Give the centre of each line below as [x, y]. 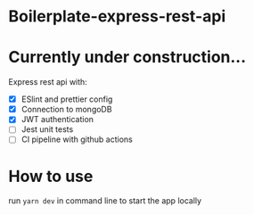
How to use [51, 176]
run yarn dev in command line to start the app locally [105, 201]
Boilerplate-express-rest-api [117, 17]
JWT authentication [57, 120]
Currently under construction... [127, 58]
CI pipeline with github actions [77, 139]
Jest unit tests [47, 129]
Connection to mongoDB [66, 110]
